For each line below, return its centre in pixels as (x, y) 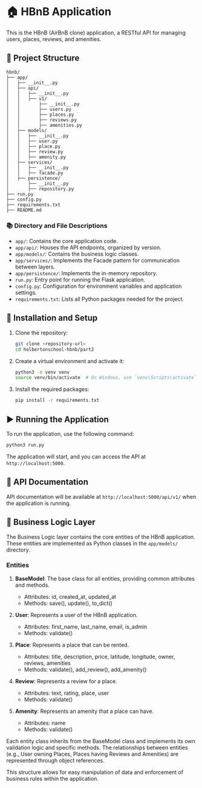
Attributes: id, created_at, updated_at (70, 596)
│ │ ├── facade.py (35, 173)
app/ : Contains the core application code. (66, 241)
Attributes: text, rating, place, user (67, 693)
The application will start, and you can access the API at (76, 456)
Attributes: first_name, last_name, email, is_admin (86, 626)
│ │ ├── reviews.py (42, 120)
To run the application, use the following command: (70, 434)
